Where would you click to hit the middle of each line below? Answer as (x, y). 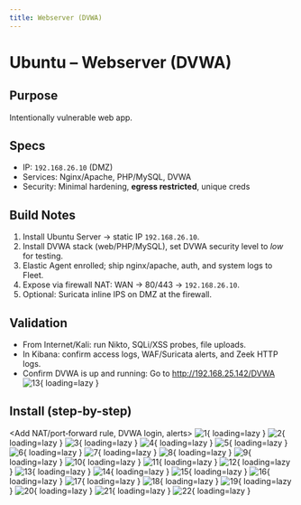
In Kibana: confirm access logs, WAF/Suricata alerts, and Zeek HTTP (150, 354)
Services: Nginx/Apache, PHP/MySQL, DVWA (107, 177)
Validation (38, 323)
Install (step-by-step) (71, 411)
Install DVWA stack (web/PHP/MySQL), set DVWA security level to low (153, 247)
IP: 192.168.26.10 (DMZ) (68, 167)
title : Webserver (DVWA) (56, 18)
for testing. (43, 256)
